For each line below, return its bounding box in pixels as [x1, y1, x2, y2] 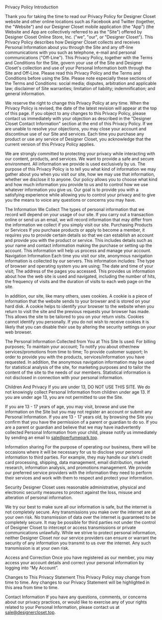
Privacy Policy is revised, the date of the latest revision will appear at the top [5, 105, 157, 111]
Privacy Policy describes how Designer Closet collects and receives [5, 39, 140, 45]
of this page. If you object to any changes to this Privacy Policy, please [5, 111, 146, 116]
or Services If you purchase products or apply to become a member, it [5, 227, 145, 233]
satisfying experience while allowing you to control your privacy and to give [5, 192, 156, 198]
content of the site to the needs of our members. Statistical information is [5, 369, 151, 375]
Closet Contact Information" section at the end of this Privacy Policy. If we [5, 121, 153, 127]
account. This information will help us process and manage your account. [5, 248, 151, 254]
